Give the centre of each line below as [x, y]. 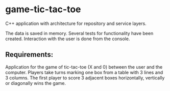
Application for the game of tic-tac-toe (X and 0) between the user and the [84, 67]
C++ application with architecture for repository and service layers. [76, 23]
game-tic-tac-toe [43, 9]
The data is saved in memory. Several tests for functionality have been [79, 33]
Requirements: [29, 55]
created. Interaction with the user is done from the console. [68, 39]
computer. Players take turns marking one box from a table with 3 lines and [84, 72]
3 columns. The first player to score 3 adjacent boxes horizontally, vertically [85, 78]
